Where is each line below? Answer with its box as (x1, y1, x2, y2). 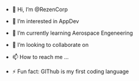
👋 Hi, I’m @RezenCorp (12, 6, 68, 13)
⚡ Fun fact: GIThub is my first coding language (12, 68, 129, 75)
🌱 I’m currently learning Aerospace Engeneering (12, 29, 133, 37)
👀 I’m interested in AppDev (12, 18, 79, 24)
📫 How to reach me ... (12, 54, 69, 60)
